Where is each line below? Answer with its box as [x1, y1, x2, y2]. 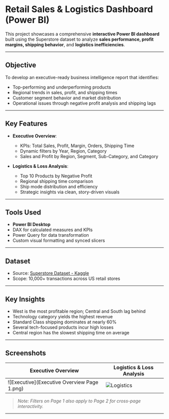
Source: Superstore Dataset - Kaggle [12, 270, 90, 276]
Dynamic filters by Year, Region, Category [20, 148, 107, 154]
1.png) [8, 385, 24, 392]
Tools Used [5, 208, 41, 217]
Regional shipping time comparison [20, 178, 94, 184]
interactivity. [17, 403, 44, 409]
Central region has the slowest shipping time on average [12, 330, 130, 335]
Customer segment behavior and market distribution [12, 95, 121, 101]
